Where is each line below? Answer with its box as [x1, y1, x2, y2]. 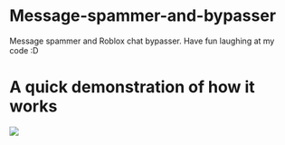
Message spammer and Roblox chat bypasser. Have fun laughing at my [9, 35, 275, 46]
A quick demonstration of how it [9, 77, 255, 98]
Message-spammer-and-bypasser [9, 5, 277, 26]
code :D [9, 44, 39, 55]
